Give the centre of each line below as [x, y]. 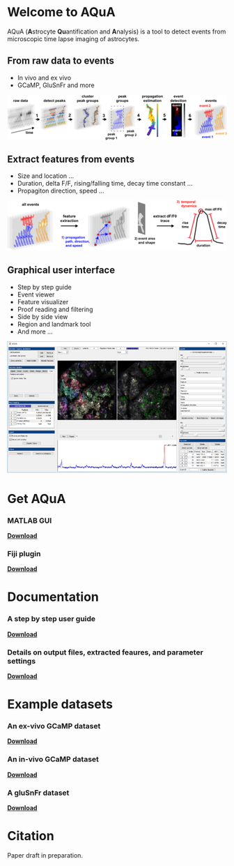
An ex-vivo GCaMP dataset [54, 726]
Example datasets [60, 704]
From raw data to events [61, 61]
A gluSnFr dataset [38, 793]
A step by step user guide [52, 619]
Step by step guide [44, 287]
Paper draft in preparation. [45, 855]
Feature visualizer [43, 301]
